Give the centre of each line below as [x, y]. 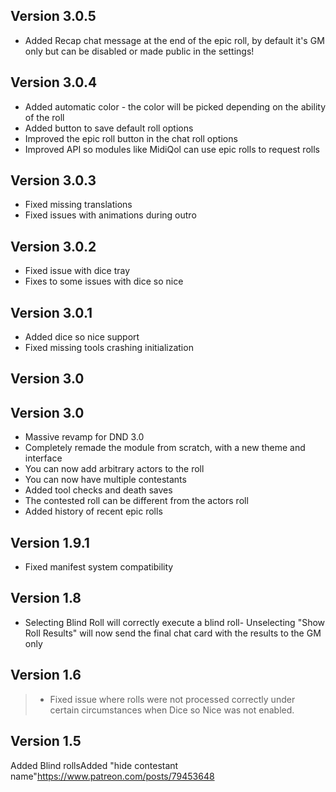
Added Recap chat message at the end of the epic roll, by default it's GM [174, 40]
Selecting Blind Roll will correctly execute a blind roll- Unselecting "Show [175, 622]
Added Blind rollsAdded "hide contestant [94, 765]
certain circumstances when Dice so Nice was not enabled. [172, 710]
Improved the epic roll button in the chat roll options [131, 138]
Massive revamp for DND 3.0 [84, 437]
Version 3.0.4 [54, 82]
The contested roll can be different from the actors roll [136, 501]
